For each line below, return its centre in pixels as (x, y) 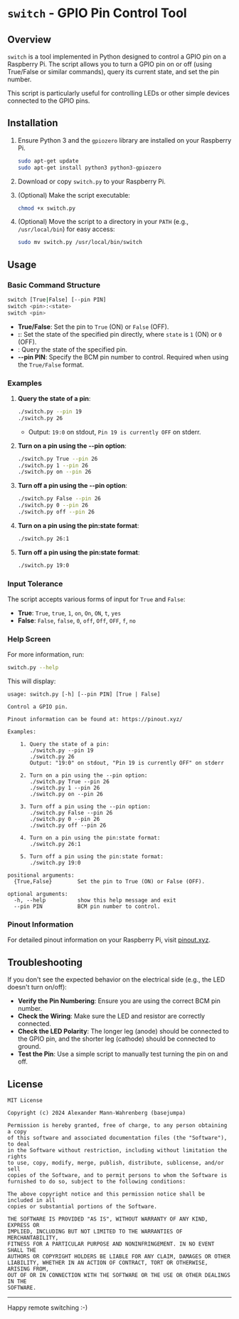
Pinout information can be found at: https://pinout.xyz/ (95, 719)
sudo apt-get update (48, 161)
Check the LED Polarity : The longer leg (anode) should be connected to (123, 1032)
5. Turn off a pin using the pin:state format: (92, 857)
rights (17, 1157)
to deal (19, 1144)
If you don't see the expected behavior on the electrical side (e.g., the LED (116, 979)
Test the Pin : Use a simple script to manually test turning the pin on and (123, 1054)
